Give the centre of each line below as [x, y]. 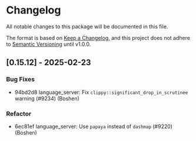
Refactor [19, 113]
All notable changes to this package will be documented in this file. [87, 26]
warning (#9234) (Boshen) [47, 98]
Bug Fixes [21, 79]
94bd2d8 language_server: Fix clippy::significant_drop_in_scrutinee [101, 92]
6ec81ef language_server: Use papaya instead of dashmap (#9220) [93, 126]
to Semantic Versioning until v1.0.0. [49, 44]
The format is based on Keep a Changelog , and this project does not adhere [98, 38]
